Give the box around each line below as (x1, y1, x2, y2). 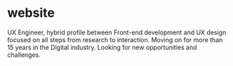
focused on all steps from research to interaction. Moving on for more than (7, 35, 223, 44)
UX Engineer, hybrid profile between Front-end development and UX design (7, 28, 227, 37)
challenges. (7, 51, 41, 59)
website (7, 5, 55, 21)
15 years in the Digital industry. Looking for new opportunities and (7, 43, 197, 51)
